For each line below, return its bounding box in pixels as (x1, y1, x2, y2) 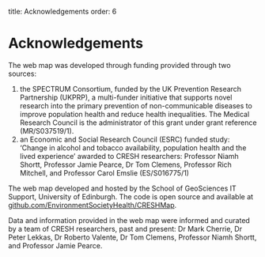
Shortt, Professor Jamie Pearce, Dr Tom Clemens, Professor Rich (19, 160, 232, 169)
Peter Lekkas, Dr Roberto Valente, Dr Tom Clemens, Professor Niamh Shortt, (8, 232, 257, 242)
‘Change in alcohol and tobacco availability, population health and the (19, 142, 247, 153)
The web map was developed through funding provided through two (8, 60, 231, 70)
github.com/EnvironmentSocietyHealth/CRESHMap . (8, 200, 177, 210)
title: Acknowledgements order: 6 (8, 7, 117, 16)
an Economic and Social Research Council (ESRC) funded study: (19, 134, 230, 144)
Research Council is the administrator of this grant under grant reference (19, 118, 257, 127)
